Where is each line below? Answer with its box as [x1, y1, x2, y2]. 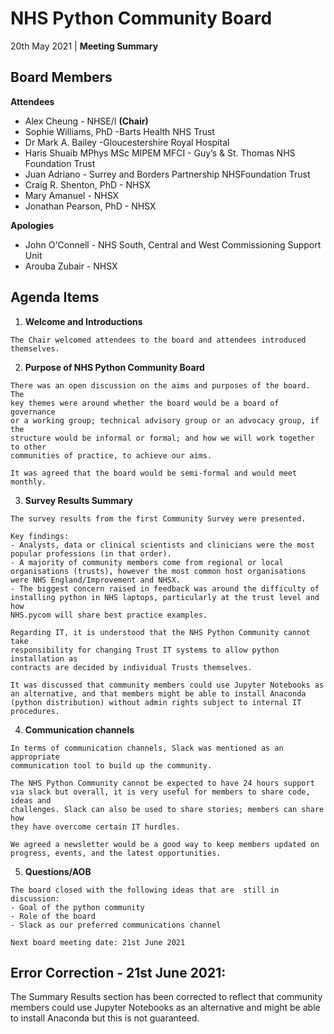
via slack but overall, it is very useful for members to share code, [10, 787, 311, 797]
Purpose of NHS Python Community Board [24, 361, 205, 373]
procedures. [10, 706, 60, 716]
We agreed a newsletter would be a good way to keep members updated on [10, 839, 320, 849]
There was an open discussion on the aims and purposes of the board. [10, 380, 311, 391]
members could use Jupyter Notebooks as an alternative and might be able [10, 1002, 321, 1014]
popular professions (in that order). [10, 548, 172, 559]
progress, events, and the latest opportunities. [10, 848, 222, 858]
